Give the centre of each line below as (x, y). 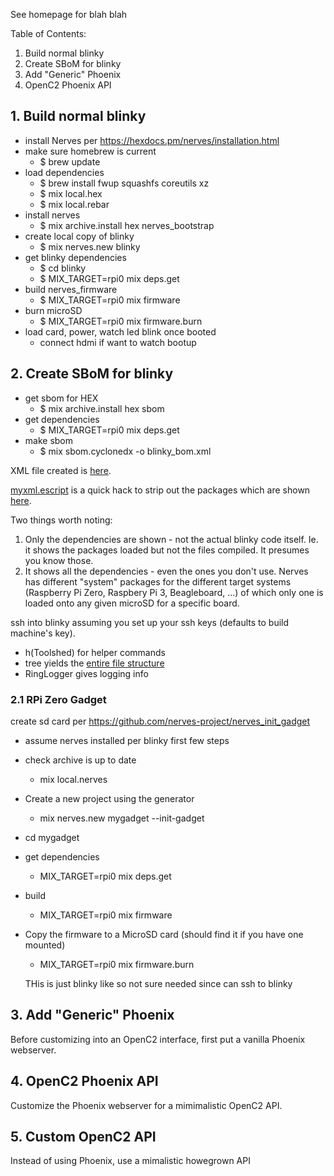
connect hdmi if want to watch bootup (118, 342)
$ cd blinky (63, 268)
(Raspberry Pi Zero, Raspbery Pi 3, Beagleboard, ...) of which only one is (174, 592)
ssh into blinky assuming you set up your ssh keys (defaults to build (150, 622)
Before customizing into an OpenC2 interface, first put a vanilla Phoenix (158, 1039)
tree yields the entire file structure (94, 663)
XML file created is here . (61, 470)
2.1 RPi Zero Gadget (58, 699)
